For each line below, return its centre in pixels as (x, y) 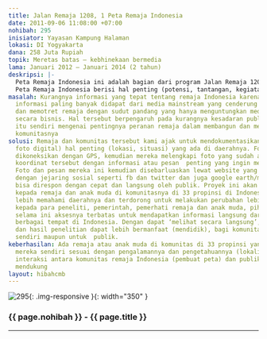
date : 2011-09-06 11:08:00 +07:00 (66, 23)
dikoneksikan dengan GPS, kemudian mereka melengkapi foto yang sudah (135, 156)
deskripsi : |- (32, 75)
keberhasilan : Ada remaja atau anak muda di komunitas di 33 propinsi (128, 245)
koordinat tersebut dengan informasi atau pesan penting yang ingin (133, 164)
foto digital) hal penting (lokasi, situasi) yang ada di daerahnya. (133, 148)
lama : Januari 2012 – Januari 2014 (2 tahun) (85, 67)
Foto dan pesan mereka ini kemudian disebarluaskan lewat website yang (137, 171)
